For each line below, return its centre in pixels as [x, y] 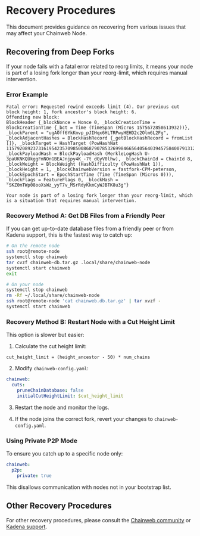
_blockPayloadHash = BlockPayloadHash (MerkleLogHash [74, 154]
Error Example [27, 94]
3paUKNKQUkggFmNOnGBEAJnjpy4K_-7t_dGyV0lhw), [63, 159]
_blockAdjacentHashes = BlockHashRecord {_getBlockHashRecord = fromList [100, 138]
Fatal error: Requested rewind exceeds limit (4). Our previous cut [93, 107]
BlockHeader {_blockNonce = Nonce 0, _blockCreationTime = [81, 123]
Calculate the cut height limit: [51, 346]
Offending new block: [33, 117]
